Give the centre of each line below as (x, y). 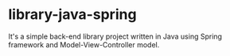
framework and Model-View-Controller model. (84, 44)
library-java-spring (72, 15)
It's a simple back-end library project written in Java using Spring (115, 36)
